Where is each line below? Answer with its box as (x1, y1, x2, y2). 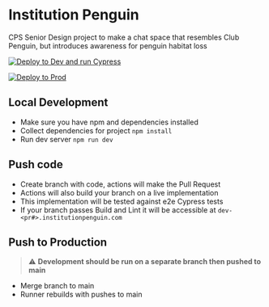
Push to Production (8, 235, 108, 249)
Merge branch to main (19, 281, 95, 291)
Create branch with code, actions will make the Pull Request (19, 179, 221, 189)
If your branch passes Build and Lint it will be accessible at (19, 204, 216, 215)
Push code (8, 158, 63, 171)
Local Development (8, 95, 109, 110)
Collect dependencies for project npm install (19, 125, 173, 135)
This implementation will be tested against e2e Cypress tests (19, 196, 224, 206)
